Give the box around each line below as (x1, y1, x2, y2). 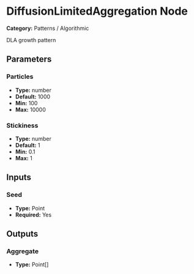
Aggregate (6, 246, 39, 255)
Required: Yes (15, 211, 52, 218)
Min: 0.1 (15, 148, 35, 155)
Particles (6, 72, 34, 81)
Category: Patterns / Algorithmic (6, 24, 89, 32)
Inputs (6, 172, 32, 183)
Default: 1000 (15, 93, 51, 100)
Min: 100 (15, 99, 38, 106)
